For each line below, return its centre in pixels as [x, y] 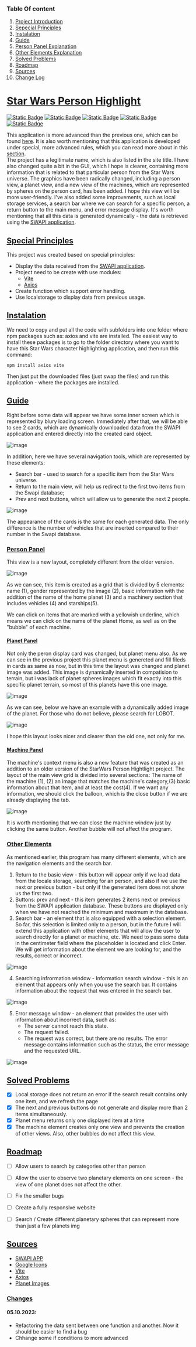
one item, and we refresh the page [57, 1101]
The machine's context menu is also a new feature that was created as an [95, 763]
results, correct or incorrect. [49, 955]
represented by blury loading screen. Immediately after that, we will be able [97, 421]
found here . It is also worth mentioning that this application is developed [93, 141]
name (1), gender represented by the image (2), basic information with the [95, 591]
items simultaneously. [41, 1114]
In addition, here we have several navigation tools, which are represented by [98, 456]
